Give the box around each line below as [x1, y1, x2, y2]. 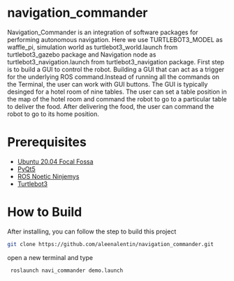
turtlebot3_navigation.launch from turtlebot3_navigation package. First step [7, 57, 225, 66]
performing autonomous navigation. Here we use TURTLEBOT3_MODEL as [7, 35, 224, 43]
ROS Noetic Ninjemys [17, 172, 80, 180]
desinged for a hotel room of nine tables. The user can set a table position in [7, 87, 227, 96]
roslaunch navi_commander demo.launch [10, 267, 124, 274]
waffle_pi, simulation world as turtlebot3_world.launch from [7, 43, 178, 51]
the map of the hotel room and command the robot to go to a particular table [7, 94, 227, 103]
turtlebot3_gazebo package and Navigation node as [7, 50, 156, 59]
